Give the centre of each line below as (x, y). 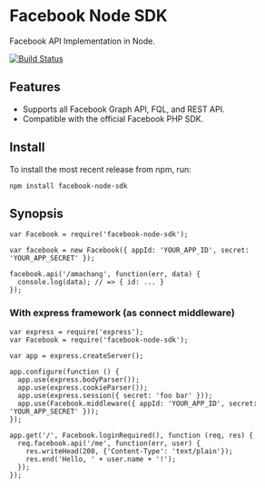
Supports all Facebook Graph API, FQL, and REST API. (123, 109)
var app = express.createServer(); (77, 355)
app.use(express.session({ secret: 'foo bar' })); (115, 395)
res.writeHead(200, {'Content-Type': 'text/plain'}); (129, 451)
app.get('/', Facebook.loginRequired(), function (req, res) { (132, 435)
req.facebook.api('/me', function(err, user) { (109, 443)
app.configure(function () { (64, 372)
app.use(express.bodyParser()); (79, 379)
